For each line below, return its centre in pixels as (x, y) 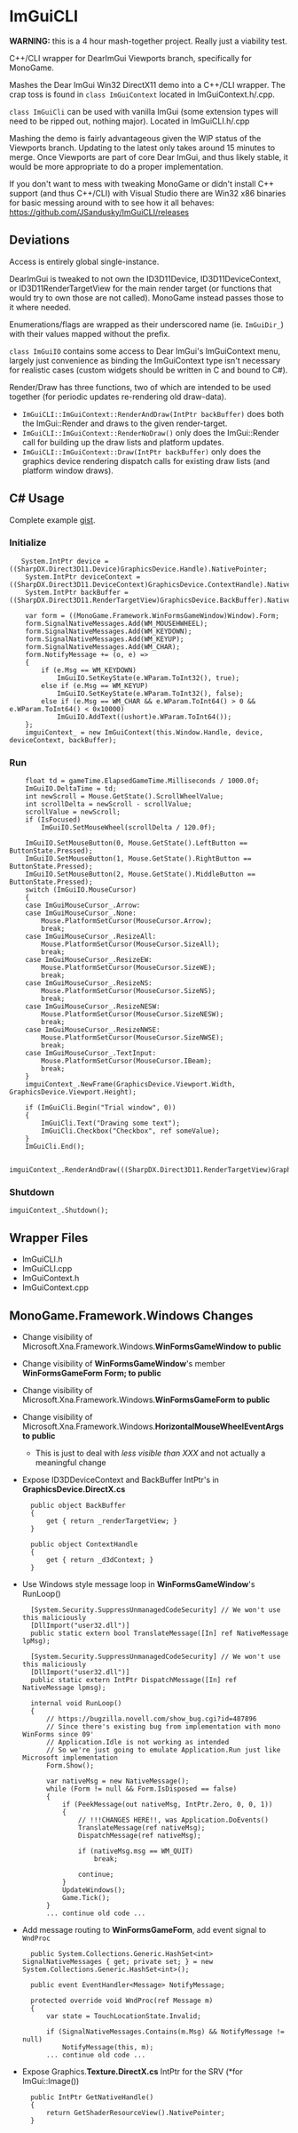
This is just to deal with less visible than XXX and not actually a (150, 1453)
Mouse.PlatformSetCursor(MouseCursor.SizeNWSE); (133, 1038)
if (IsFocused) (53, 820)
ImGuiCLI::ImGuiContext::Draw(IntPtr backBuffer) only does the (141, 452)
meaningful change (71, 1463)
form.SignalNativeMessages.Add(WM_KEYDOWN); (109, 631)
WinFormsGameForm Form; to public (91, 1373)
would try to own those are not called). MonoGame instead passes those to (146, 297)
